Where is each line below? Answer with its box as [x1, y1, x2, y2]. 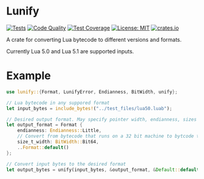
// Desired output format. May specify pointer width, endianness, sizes [6, 116, 197, 122]
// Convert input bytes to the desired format [6, 161, 126, 167]
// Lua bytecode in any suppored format [6, 100, 110, 106]
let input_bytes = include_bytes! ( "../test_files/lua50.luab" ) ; [6, 105, 172, 111]
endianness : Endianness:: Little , [17, 128, 102, 134]
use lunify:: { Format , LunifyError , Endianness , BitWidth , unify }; [6, 89, 178, 95]
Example [6, 69, 51, 83]
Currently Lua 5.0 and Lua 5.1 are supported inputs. [6, 47, 134, 55]
